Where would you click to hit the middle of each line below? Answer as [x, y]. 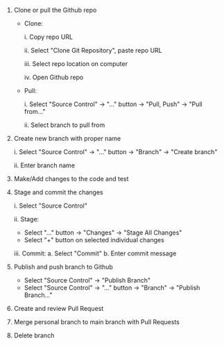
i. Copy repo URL [49, 37]
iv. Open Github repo [54, 77]
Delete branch [34, 335]
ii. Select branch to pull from [64, 125]
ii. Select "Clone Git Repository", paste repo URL [93, 50]
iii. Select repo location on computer [76, 64]
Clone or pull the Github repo [55, 10]
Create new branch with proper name [67, 138]
